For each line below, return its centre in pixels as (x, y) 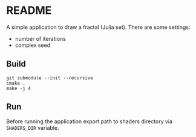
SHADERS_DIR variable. (33, 127)
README (29, 11)
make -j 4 (19, 88)
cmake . (16, 83)
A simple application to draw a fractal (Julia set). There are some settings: (98, 27)
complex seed (33, 45)
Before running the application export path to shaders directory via (90, 121)
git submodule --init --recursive (50, 78)
